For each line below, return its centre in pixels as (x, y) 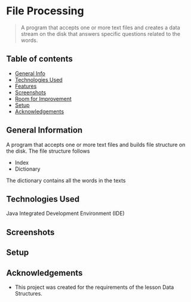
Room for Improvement (43, 98)
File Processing (45, 11)
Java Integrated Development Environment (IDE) (66, 214)
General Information (44, 130)
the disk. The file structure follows (48, 151)
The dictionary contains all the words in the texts (66, 180)
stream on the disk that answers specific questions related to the (101, 33)
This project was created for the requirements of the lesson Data (94, 287)
